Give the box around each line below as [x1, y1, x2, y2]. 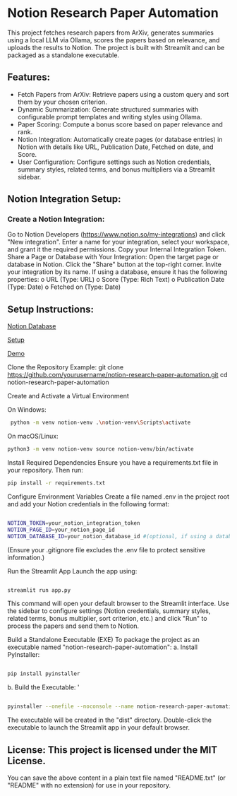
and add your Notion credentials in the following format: [7, 499, 170, 508]
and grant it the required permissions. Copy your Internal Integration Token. [7, 245, 227, 254]
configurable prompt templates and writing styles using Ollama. [17, 112, 202, 121]
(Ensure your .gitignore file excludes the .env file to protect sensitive [7, 545, 206, 554]
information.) [7, 553, 45, 562]
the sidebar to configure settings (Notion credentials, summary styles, [7, 607, 211, 615]
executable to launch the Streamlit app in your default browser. [7, 723, 190, 732]
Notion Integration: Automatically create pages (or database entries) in [17, 135, 223, 143]
